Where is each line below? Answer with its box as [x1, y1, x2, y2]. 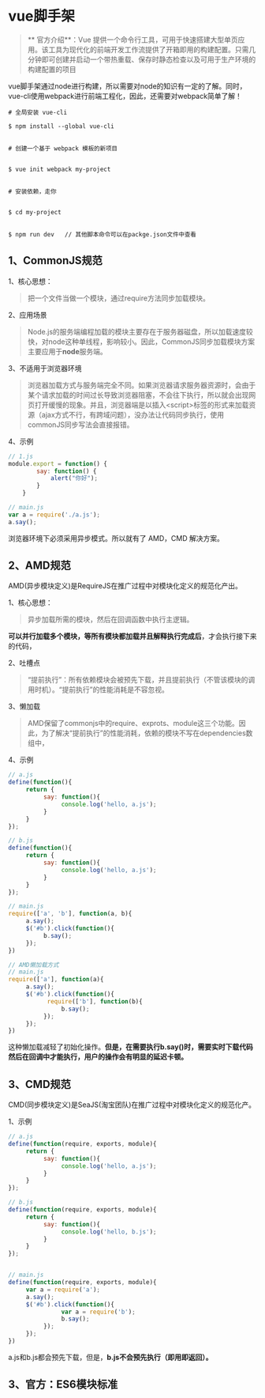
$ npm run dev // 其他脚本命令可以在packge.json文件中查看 [8, 230, 197, 238]
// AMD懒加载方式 [8, 961, 59, 969]
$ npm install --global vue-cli [8, 122, 114, 130]
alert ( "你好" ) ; [50, 474, 99, 482]
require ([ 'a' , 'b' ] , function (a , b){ [8, 910, 132, 918]
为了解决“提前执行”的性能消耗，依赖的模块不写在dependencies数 [41, 728, 253, 738]
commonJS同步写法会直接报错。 [27, 420, 134, 429]
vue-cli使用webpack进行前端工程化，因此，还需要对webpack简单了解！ [8, 91, 242, 100]
